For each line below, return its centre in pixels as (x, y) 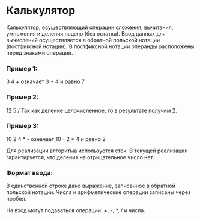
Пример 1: (22, 68)
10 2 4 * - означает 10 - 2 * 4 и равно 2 (56, 139)
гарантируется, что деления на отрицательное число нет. (80, 157)
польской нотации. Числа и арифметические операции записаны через (98, 192)
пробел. (17, 199)
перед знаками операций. (40, 52)
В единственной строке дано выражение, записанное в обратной (91, 186)
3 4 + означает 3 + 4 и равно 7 (46, 81)
